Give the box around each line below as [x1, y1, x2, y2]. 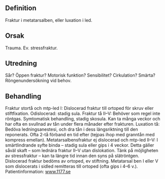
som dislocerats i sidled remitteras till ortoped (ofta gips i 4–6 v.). [5, 164, 138, 170]
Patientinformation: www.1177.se [5, 169, 71, 175]
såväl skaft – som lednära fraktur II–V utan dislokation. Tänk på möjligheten [5, 148, 159, 154]
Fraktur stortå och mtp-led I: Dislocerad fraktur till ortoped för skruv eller [5, 105, 154, 111]
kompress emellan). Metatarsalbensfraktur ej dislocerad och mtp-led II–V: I [5, 137, 158, 143]
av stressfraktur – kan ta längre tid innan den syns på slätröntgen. [5, 153, 140, 159]
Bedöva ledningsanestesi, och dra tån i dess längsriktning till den [5, 126, 138, 132]
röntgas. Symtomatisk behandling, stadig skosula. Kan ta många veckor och [5, 116, 161, 122]
